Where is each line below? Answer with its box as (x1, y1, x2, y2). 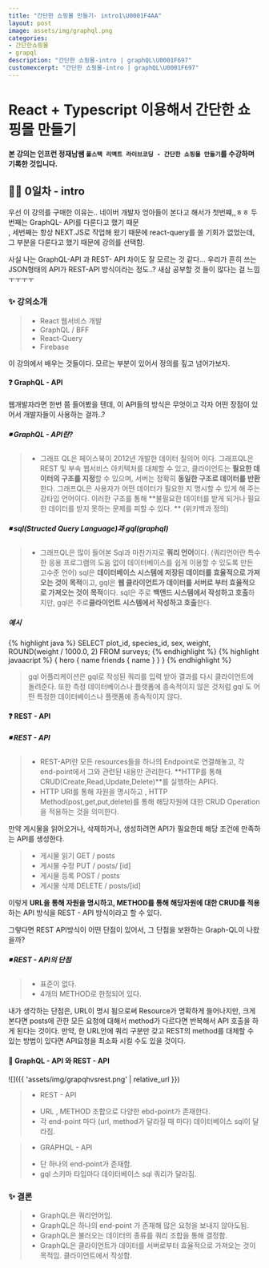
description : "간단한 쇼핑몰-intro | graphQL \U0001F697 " (8, 57, 192, 65)
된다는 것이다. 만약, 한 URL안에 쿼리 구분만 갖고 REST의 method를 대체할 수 (16, 1026, 255, 1036)
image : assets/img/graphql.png (8, 26, 113, 34)
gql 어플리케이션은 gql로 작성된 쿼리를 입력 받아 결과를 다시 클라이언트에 (27, 672, 254, 681)
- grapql (8, 49, 38, 57)
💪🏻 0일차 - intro (8, 185, 86, 199)
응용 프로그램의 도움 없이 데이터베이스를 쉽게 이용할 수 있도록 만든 (48, 557, 254, 567)
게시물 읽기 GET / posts (39, 851, 115, 861)
